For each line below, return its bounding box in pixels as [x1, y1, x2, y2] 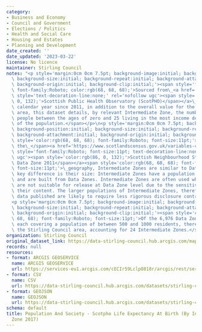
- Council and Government [6, 20, 71, 26]
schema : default [6, 305, 47, 312]
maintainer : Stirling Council [6, 64, 82, 71]
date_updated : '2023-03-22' [6, 54, 77, 60]
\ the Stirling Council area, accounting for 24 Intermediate [11, 227, 171, 233]
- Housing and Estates [6, 37, 63, 43]
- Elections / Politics [6, 25, 66, 32]
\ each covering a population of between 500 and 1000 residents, [11, 221, 182, 227]
